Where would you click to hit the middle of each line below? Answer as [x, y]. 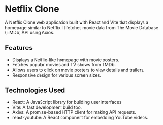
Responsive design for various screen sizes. [56, 75]
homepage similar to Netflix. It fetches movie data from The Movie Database [82, 27]
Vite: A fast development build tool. [47, 107]
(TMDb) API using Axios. [30, 32]
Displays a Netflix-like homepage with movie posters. [66, 60]
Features [19, 48]
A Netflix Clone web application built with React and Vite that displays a [77, 22]
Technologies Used [35, 90]
